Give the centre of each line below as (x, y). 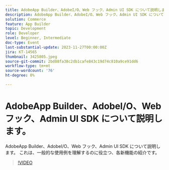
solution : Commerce (26, 19)
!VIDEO (25, 162)
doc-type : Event (22, 43)
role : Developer (22, 33)
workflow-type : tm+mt (28, 66)
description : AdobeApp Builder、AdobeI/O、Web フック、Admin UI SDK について (85, 15)
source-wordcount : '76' (30, 71)
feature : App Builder (28, 24)
